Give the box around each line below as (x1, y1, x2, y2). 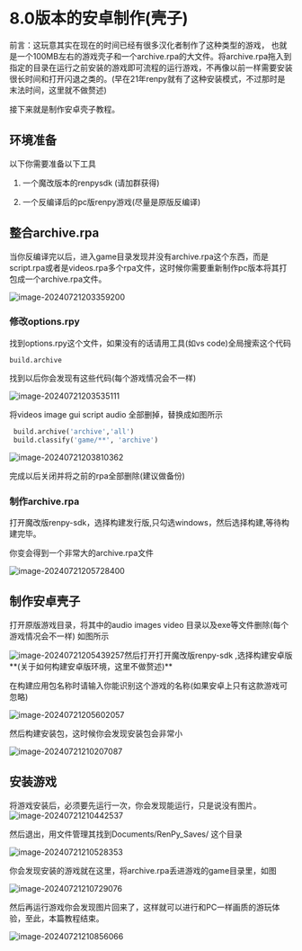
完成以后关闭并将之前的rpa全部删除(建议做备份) (9, 470, 186, 481)
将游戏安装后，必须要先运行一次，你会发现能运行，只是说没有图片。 (9, 800, 262, 811)
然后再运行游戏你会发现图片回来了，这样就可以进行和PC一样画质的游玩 (9, 902, 272, 912)
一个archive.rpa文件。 (24, 274, 107, 284)
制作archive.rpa (9, 495, 80, 507)
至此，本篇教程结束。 (24, 912, 104, 923)
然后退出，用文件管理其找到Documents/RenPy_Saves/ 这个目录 (9, 829, 243, 839)
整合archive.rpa (9, 226, 100, 241)
